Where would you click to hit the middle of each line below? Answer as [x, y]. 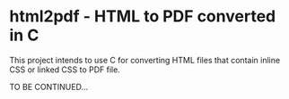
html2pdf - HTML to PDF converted [143, 16]
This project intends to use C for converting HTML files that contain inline [145, 60]
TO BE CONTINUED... [49, 87]
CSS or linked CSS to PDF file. [65, 70]
